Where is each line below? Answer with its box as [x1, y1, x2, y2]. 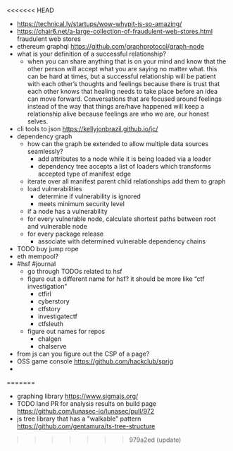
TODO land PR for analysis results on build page [16, 399, 156, 408]
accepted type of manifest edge [37, 169, 132, 178]
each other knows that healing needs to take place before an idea [27, 88, 218, 95]
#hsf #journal [16, 260, 56, 267]
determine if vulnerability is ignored [37, 192, 141, 200]
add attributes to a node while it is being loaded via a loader [37, 155, 212, 163]
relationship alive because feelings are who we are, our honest [27, 109, 209, 118]
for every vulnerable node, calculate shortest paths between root [27, 215, 216, 223]
